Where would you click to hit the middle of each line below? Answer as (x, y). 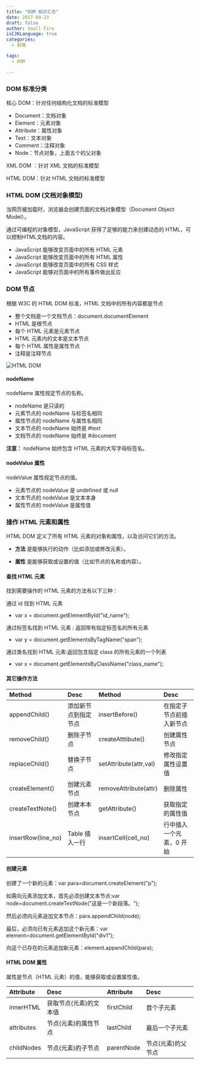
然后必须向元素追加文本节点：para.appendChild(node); (74, 916)
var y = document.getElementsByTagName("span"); (79, 639)
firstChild (120, 1008)
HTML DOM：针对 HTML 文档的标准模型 (56, 178)
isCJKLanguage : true (32, 34)
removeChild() (29, 739)
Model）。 (18, 217)
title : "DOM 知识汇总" (32, 12)
